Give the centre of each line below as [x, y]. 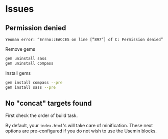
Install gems [18, 73]
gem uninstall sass [26, 58]
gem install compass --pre [34, 83]
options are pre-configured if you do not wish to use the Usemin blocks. [81, 131]
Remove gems [20, 49]
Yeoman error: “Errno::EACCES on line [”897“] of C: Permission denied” [84, 39]
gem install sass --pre [31, 87]
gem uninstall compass [29, 63]
